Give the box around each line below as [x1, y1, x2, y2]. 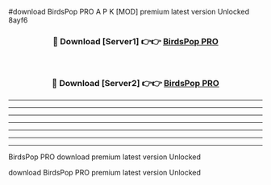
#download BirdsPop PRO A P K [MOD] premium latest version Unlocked [8, 7, 250, 16]
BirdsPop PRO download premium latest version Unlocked [8, 152, 202, 162]
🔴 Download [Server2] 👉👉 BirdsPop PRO [52, 78, 219, 89]
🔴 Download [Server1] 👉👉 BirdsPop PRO [52, 35, 219, 47]
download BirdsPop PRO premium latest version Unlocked [8, 167, 202, 177]
